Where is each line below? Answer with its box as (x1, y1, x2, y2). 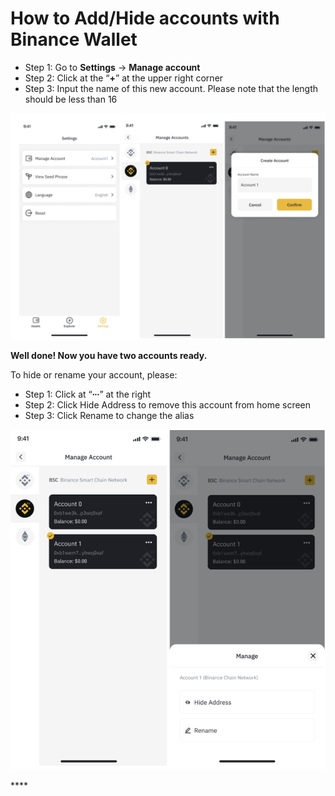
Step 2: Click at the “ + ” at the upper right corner (24, 72, 224, 84)
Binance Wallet (10, 28, 138, 51)
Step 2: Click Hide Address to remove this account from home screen (24, 399, 312, 411)
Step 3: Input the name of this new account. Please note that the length (24, 82, 319, 94)
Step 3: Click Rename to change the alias (24, 410, 195, 422)
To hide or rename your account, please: (10, 369, 178, 381)
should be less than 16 (24, 93, 118, 105)
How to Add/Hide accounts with (10, 7, 280, 30)
